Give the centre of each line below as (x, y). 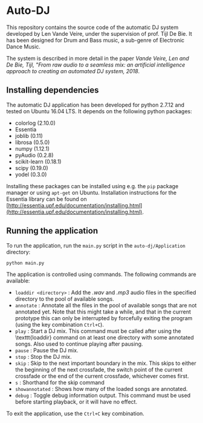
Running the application (52, 231)
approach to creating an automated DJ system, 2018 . (73, 71)
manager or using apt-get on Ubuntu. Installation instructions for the (92, 192)
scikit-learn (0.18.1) (38, 162)
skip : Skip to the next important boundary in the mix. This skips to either (105, 363)
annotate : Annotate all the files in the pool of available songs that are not (106, 305)
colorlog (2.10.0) (35, 123)
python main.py (25, 263)
